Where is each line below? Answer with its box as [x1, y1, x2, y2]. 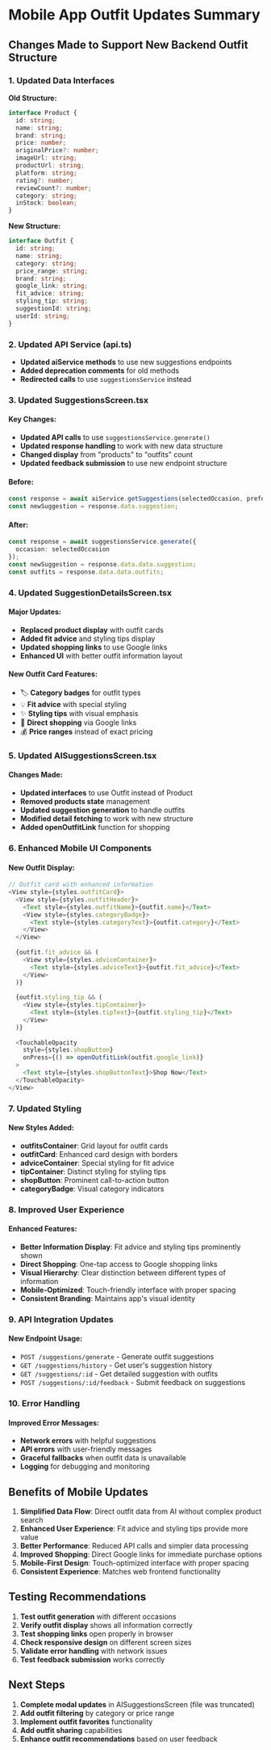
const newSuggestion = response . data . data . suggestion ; [8, 560, 197, 568]
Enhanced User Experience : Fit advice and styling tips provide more [19, 1523, 248, 1533]
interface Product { [8, 108, 78, 117]
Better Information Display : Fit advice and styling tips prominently [19, 1242, 241, 1252]
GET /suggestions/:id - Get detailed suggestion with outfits [19, 1369, 219, 1379]
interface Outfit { [8, 237, 74, 245]
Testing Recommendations [8, 1590, 147, 1604]
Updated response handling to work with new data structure [19, 441, 223, 451]
